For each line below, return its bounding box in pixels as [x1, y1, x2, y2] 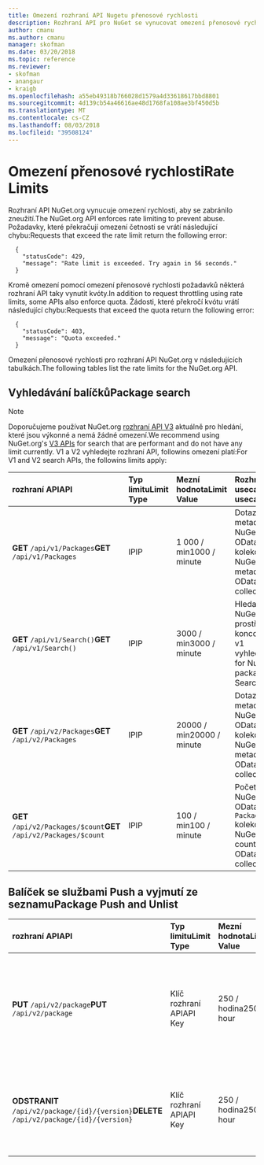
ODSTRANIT [12, 1096, 59, 1107]
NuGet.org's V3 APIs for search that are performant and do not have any [8, 438, 243, 449]
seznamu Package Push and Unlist [8, 897, 178, 911]
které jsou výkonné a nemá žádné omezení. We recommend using [8, 431, 220, 440]
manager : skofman [8, 41, 65, 49]
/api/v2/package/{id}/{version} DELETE [12, 1105, 163, 1116]
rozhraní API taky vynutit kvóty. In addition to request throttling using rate [8, 288, 244, 298]
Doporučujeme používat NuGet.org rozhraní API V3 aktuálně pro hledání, [8, 422, 244, 431]
